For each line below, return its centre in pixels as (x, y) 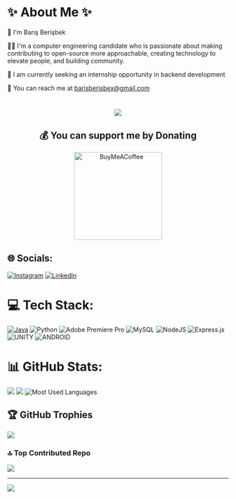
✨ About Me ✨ (50, 12)
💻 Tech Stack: (51, 305)
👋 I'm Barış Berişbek (37, 32)
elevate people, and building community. (66, 61)
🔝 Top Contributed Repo (49, 453)
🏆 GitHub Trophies (50, 415)
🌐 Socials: (30, 259)
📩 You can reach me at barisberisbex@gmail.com (78, 88)
